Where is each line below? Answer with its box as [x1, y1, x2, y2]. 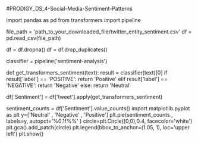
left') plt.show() [6, 130, 44, 137]
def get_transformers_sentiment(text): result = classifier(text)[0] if [6, 69, 168, 76]
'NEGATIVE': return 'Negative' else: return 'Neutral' [6, 82, 131, 89]
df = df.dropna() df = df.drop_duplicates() [6, 46, 108, 53]
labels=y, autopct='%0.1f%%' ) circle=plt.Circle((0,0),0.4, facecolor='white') [6, 117, 193, 125]
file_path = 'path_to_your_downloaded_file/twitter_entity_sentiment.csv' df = [6, 28, 192, 35]
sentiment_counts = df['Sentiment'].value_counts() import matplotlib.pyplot [6, 105, 190, 112]
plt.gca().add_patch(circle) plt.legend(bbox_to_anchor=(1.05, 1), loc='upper [6, 124, 190, 130]
